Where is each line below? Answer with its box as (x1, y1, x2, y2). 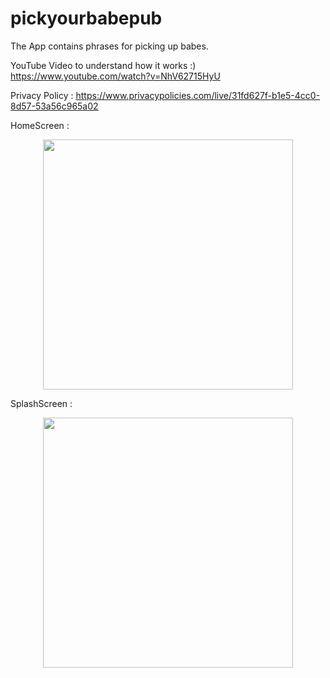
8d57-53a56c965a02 (10, 100, 99, 112)
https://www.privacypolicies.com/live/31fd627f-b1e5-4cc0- (75, 89, 321, 101)
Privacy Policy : (10, 89, 74, 101)
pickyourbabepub (10, 7, 163, 30)
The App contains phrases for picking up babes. (10, 40, 209, 52)
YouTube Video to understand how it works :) (10, 59, 197, 71)
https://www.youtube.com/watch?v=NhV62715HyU (10, 70, 221, 82)
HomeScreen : (10, 119, 70, 131)
